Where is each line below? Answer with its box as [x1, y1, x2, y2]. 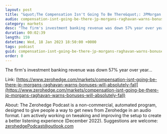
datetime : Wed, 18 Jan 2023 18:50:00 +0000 [5, 40, 97, 45]
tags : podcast [5, 44, 35, 49]
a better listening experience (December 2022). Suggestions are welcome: [5, 118, 158, 124]
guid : [5, 49, 16, 54]
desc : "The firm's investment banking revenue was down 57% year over [5, 26, 155, 31]
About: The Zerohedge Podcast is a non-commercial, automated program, [5, 102, 157, 108]
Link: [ [5, 76, 18, 82]
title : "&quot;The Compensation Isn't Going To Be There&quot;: [5, 12, 141, 17]
